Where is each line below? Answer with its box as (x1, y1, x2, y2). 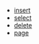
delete (13, 21, 33, 29)
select (13, 13, 32, 22)
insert (13, 6, 31, 14)
